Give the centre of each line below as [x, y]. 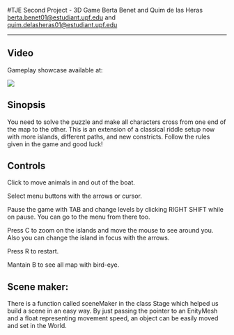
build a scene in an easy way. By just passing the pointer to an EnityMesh [112, 311]
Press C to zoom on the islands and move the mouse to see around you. [110, 231]
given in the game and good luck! [55, 144]
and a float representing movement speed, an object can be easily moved [113, 318]
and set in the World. [37, 326]
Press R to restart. [33, 251]
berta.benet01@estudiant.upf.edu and [62, 17]
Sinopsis [26, 105]
